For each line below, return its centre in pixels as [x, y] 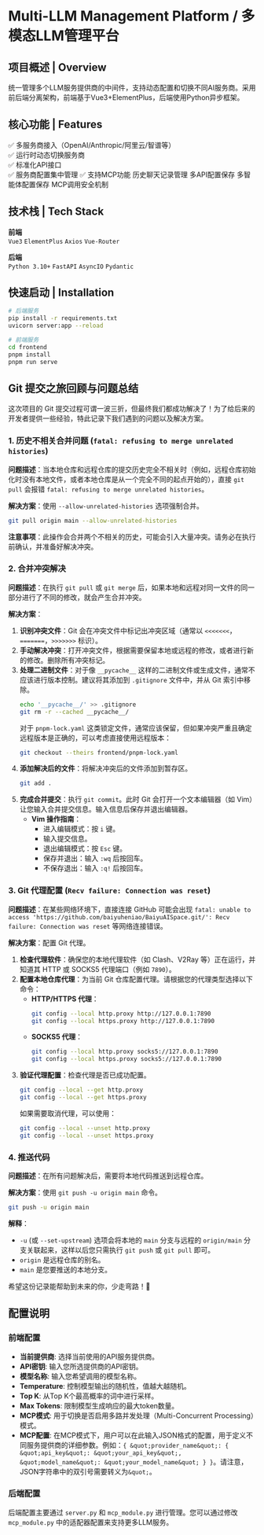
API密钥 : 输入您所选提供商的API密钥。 [81, 1366]
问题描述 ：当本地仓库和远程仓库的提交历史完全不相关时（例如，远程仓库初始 [132, 469]
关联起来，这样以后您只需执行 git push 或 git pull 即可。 [121, 1250]
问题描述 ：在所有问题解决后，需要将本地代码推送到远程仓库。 [108, 1176]
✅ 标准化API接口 [35, 164]
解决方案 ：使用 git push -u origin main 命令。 [85, 1192]
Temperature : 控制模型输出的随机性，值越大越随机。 [105, 1386]
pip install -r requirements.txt [63, 318]
